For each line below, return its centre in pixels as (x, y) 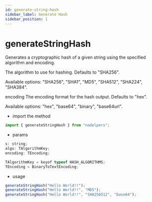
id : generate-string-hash (32, 10)
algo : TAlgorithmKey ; (28, 149)
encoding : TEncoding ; (28, 153)
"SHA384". (16, 87)
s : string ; (16, 144)
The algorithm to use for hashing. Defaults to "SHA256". (63, 72)
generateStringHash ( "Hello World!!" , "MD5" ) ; (53, 190)
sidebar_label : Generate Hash (37, 14)
